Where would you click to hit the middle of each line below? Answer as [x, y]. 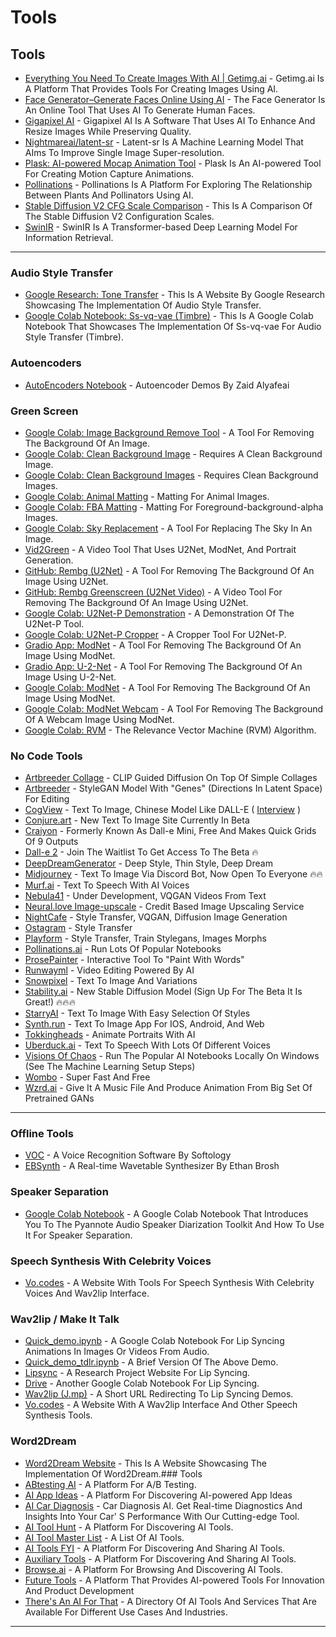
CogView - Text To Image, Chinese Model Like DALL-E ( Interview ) [163, 810]
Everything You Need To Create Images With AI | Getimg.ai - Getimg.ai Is [174, 78]
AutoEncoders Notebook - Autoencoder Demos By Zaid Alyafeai [157, 385]
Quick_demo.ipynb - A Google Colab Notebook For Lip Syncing [154, 1341]
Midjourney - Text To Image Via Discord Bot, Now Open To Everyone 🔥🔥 [173, 874]
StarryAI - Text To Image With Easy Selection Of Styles [137, 1013]
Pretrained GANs [59, 1098]
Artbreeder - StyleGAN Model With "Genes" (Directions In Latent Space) [173, 788]
